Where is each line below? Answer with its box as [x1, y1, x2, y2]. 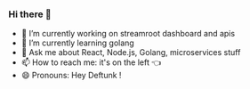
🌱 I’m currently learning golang [20, 37, 134, 48]
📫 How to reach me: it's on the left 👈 [20, 57, 162, 68]
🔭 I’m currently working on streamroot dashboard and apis [20, 28, 236, 39]
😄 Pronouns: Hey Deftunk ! [20, 70, 122, 81]
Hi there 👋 [8, 8, 52, 20]
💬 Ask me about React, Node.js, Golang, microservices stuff [20, 47, 241, 58]
